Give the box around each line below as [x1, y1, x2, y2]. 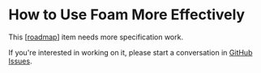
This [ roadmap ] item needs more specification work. [8, 32, 184, 42]
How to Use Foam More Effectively [8, 6, 246, 24]
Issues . [8, 56, 32, 66]
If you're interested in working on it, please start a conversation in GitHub [8, 47, 253, 57]
